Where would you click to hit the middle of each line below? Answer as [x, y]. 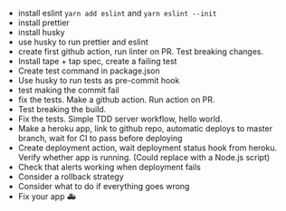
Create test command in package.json [89, 71]
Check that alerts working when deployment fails [109, 167]
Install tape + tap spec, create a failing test [97, 61]
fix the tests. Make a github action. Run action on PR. [116, 100]
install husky [41, 32]
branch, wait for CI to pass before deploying [100, 138]
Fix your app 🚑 [47, 197]
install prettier [43, 23]
